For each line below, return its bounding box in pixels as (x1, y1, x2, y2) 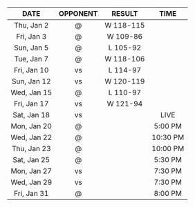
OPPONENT (58, 9, 98, 18)
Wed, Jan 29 (10, 177, 53, 187)
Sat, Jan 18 (12, 110, 50, 119)
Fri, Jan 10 (13, 66, 49, 75)
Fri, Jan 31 (13, 189, 49, 198)
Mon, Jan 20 (10, 121, 52, 130)
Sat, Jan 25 (12, 155, 50, 164)
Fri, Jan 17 (13, 99, 49, 108)
